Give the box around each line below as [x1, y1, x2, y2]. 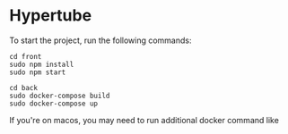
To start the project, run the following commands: [9, 35, 192, 46]
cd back [9, 83, 39, 92]
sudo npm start [9, 68, 66, 77]
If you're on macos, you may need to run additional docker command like [9, 114, 280, 125]
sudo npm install [9, 60, 74, 69]
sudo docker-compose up [9, 99, 99, 108]
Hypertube [9, 5, 92, 26]
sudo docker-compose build [9, 91, 110, 100]
